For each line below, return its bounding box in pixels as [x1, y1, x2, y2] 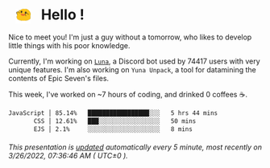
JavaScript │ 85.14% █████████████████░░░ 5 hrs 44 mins [8, 109, 218, 117]
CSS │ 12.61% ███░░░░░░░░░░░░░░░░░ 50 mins [33, 117, 197, 125]
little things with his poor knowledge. [8, 41, 131, 51]
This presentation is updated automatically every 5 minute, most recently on [8, 142, 262, 152]
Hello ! [40, 6, 85, 24]
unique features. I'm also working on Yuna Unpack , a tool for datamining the [8, 65, 256, 75]
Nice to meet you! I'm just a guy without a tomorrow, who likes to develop [8, 32, 252, 42]
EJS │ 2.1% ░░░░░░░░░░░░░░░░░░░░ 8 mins [33, 125, 193, 133]
